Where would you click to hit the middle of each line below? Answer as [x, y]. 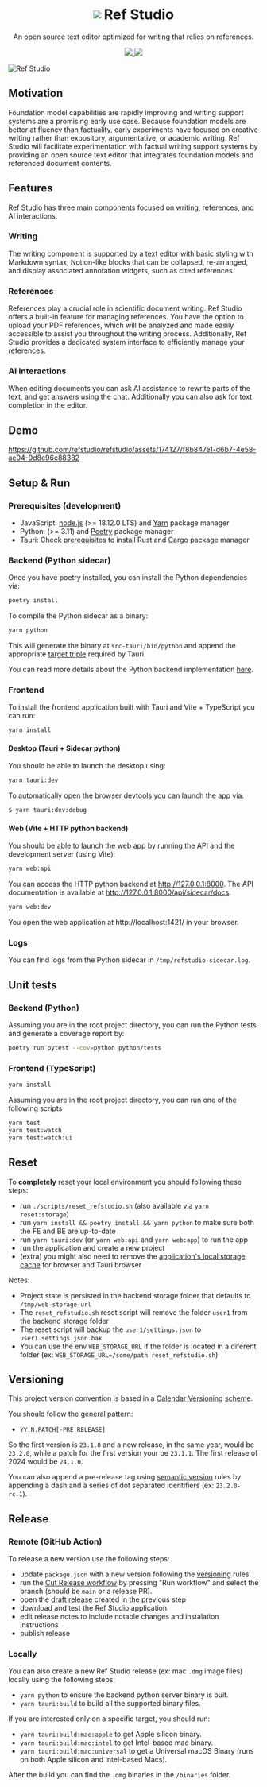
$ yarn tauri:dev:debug [48, 810]
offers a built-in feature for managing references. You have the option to [126, 317]
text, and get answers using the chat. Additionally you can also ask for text [130, 397]
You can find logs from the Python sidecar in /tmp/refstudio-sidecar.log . [130, 960]
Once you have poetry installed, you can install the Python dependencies [128, 578]
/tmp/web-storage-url [55, 1305]
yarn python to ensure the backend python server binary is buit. [124, 1695]
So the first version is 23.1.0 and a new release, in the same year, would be [132, 1445]
